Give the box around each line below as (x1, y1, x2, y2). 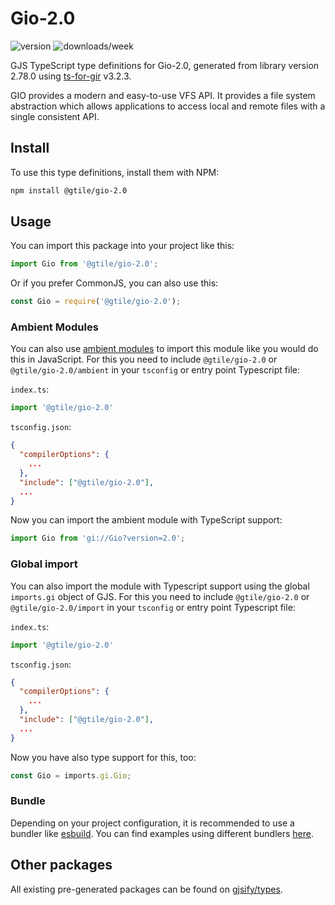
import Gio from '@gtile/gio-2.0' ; (10, 259, 159, 269)
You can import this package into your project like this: (10, 240, 235, 252)
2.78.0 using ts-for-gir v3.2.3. (10, 70, 132, 82)
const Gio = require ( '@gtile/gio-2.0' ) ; (10, 297, 182, 307)
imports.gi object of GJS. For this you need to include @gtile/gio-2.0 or (10, 590, 310, 602)
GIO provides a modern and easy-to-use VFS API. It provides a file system (10, 89, 316, 101)
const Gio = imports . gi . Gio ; (10, 770, 132, 781)
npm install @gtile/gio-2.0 (10, 185, 128, 196)
